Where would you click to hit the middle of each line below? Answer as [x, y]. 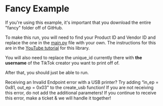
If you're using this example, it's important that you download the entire [78, 22]
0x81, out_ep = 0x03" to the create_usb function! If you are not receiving [80, 87]
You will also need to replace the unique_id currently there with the [74, 57]
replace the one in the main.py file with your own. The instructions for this [81, 42]
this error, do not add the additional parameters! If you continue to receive [81, 93]
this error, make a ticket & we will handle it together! [58, 98]
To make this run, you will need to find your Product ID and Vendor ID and [80, 37]
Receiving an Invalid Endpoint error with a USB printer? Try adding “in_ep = [82, 82]
